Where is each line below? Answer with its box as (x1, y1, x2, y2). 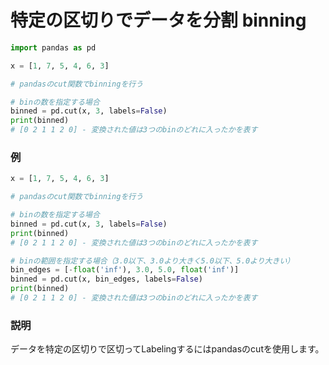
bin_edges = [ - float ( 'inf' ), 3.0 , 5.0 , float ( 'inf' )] (10, 265, 240, 275)
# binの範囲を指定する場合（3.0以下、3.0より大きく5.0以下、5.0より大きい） (10, 256, 295, 266)
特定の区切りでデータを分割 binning (10, 9, 307, 32)
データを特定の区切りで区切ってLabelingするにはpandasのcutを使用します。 (10, 343, 325, 355)
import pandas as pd (10, 42, 97, 53)
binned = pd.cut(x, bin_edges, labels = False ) (10, 274, 203, 285)
